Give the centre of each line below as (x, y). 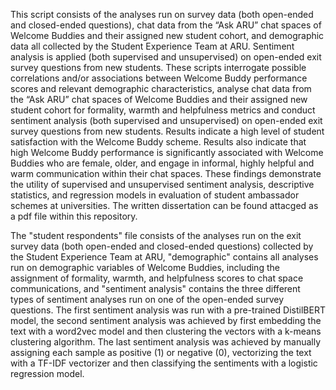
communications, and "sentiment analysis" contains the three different (155, 288)
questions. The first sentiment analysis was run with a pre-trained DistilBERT (168, 310)
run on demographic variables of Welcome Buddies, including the (145, 267)
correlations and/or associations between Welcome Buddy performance (159, 78)
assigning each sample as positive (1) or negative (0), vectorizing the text (161, 352)
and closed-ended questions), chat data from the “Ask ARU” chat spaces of (166, 25)
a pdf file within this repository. (74, 216)
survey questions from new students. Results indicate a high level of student (167, 131)
